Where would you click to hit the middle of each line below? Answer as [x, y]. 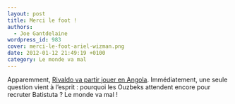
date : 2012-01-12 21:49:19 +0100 [56, 53]
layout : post [26, 14]
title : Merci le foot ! [42, 20]
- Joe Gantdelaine [41, 33]
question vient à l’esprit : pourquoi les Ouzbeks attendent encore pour [109, 87]
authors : [20, 27]
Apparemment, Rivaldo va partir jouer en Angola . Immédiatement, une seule [117, 79]
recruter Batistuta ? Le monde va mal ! [63, 94]
